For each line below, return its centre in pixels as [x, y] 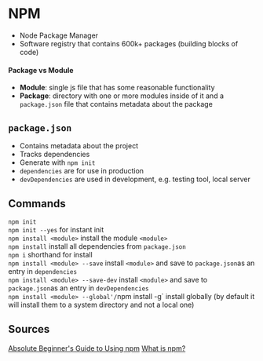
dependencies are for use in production [81, 170]
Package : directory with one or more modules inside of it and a [122, 96]
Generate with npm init [57, 162]
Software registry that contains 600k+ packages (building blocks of [129, 43]
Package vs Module [41, 70]
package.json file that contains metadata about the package [116, 104]
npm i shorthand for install [50, 254]
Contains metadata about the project [79, 145]
